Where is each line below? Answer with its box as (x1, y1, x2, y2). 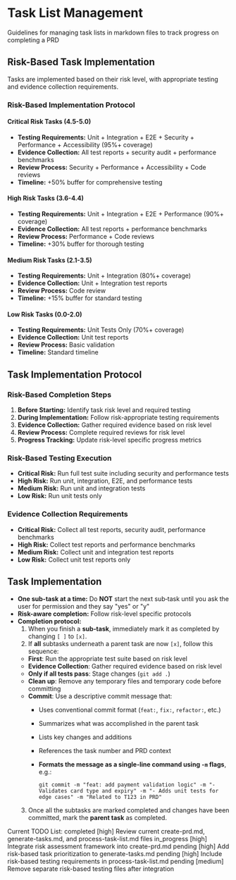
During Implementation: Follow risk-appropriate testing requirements (17, 414, 220, 422)
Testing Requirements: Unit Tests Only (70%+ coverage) (17, 326, 185, 334)
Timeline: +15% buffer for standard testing (17, 294, 142, 302)
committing (27, 684, 61, 693)
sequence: (27, 647, 59, 655)
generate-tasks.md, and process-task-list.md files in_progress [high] (7, 834, 208, 843)
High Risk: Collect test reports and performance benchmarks (17, 540, 196, 549)
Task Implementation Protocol (7, 368, 142, 380)
